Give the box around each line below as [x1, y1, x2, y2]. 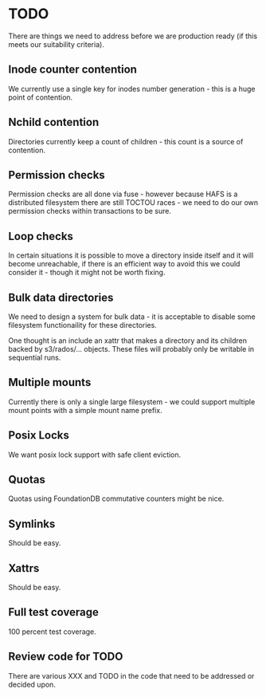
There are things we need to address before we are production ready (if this [8, 31, 257, 41]
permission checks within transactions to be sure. [8, 207, 171, 216]
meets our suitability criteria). [8, 39, 105, 49]
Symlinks [8, 517, 56, 530]
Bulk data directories [8, 290, 114, 304]
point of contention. [8, 93, 73, 102]
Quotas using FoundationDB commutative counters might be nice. [8, 494, 225, 503]
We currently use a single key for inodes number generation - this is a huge [8, 84, 256, 93]
